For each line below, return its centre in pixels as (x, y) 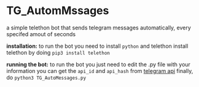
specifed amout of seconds (41, 34)
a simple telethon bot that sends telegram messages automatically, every (99, 28)
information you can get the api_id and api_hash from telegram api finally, (100, 70)
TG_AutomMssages (58, 11)
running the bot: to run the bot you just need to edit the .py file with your (98, 64)
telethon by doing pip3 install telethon (58, 52)
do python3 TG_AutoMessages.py (46, 77)
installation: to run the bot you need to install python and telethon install (97, 46)
